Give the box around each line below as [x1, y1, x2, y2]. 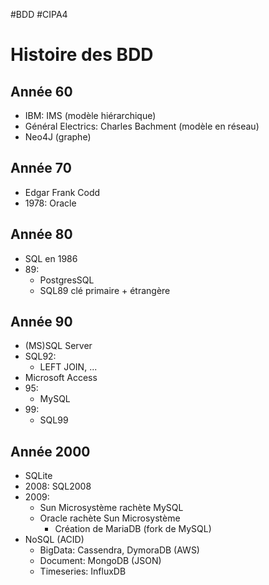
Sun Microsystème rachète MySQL [39, 502, 184, 514]
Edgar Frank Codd [24, 186, 101, 198]
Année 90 [10, 314, 73, 331]
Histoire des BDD [10, 44, 154, 66]
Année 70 [10, 160, 72, 177]
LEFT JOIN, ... [39, 361, 98, 373]
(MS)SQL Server [24, 340, 93, 352]
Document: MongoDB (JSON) [39, 555, 162, 567]
